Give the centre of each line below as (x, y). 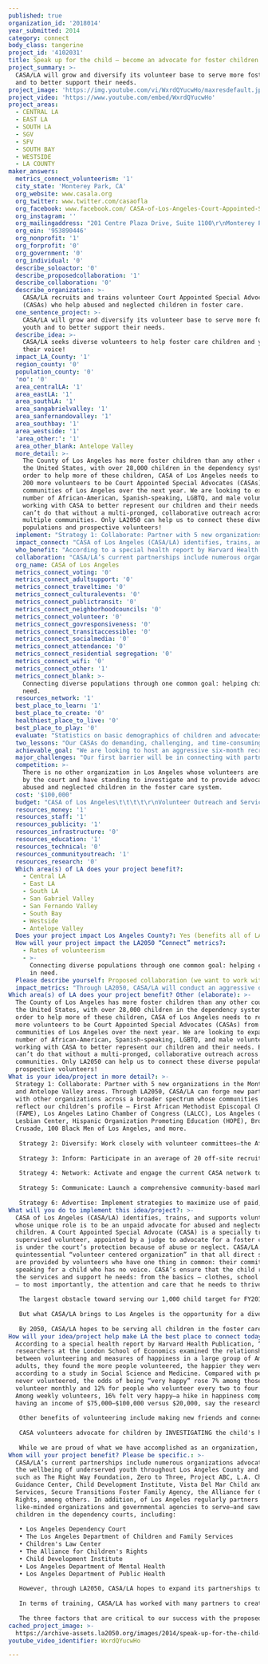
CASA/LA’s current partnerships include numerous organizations (124, 1462)
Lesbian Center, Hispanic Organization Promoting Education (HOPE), (132, 1121)
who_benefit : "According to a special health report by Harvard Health (137, 550)
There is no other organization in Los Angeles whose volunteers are (141, 773)
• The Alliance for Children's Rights (83, 1551)
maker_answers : (33, 172)
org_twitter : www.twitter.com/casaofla (82, 201)
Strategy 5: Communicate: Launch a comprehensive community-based (132, 1188)
